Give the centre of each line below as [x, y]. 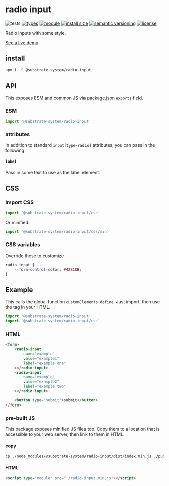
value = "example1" [41, 358]
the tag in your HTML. [28, 307]
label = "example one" [45, 363]
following [15, 150]
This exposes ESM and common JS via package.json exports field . [74, 98]
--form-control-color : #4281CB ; [48, 269]
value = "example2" [41, 382]
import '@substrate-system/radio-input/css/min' [57, 232]
